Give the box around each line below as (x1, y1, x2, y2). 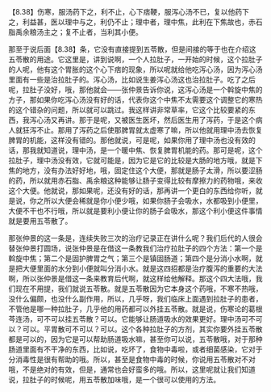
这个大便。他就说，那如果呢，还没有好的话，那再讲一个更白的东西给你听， (8, 186, 256, 196)
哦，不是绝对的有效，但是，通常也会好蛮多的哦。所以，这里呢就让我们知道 (8, 365, 256, 374)
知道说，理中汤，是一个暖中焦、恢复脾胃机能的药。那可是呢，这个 (43, 145, 263, 155)
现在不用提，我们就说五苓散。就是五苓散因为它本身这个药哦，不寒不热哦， (15, 284, 263, 293)
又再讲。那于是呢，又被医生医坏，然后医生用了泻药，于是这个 (50, 116, 256, 124)
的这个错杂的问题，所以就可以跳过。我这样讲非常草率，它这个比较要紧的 (8, 105, 248, 115)
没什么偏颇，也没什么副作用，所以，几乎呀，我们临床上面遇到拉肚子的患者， (8, 294, 263, 303)
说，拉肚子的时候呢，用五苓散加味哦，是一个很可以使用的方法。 (8, 375, 220, 384)
